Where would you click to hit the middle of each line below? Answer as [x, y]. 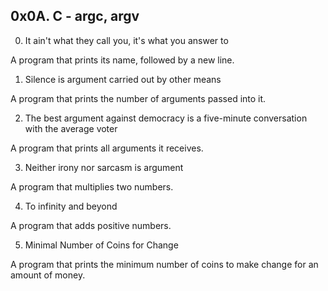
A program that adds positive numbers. [91, 225]
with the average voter [71, 128]
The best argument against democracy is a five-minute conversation [166, 118]
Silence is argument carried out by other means [123, 79]
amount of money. [48, 275]
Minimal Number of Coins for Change [101, 245]
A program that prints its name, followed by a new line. [122, 60]
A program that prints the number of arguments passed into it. [138, 98]
